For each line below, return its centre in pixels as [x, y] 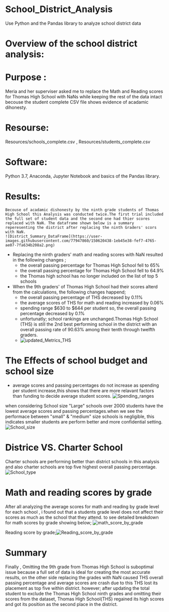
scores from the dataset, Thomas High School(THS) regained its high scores [84, 599]
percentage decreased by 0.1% [52, 313]
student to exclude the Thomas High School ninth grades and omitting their [83, 593]
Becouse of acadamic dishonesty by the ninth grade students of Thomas [82, 210]
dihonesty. [16, 107]
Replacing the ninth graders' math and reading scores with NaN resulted [88, 254]
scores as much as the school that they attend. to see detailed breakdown [82, 517]
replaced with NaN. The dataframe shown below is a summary [70, 223]
